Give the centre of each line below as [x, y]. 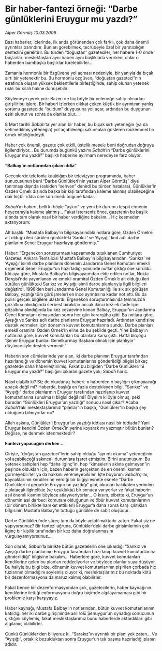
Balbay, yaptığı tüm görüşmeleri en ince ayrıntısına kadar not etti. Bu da [76, 294]
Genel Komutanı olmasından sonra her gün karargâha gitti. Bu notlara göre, [79, 315]
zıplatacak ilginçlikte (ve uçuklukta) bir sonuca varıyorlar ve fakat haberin [78, 490]
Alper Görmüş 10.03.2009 [31, 32]
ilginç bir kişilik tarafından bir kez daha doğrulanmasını [59, 531]
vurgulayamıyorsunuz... [28, 536]
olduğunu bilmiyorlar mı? [29, 412]
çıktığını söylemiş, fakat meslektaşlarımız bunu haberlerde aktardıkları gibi [79, 618]
